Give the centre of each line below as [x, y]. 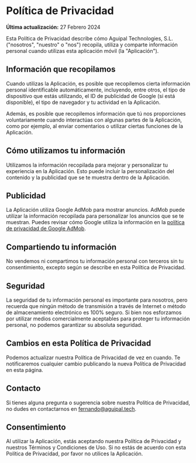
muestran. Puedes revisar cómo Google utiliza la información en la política [95, 222]
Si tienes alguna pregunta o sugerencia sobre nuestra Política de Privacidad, [98, 403]
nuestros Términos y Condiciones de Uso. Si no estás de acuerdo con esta [96, 448]
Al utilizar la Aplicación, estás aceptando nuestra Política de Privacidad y [94, 441]
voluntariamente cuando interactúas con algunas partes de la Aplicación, [94, 120]
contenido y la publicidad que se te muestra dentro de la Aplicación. [88, 177]
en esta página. [25, 370]
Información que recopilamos [61, 70]
